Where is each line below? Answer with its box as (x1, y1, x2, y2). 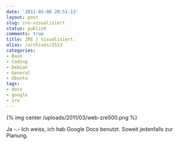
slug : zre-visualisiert (6, 20, 66, 26)
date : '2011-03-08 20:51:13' (6, 8, 79, 15)
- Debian (6, 64, 28, 70)
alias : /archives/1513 (6, 42, 63, 48)
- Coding (6, 58, 28, 64)
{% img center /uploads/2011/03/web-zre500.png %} (6, 114, 138, 121)
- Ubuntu (6, 75, 28, 81)
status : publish (6, 25, 47, 32)
